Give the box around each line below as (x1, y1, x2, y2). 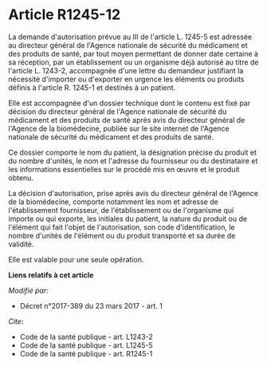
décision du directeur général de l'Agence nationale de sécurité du (8, 106, 227, 116)
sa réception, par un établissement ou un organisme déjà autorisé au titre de (8, 57, 259, 67)
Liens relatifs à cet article (8, 270, 94, 280)
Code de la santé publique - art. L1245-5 (19, 340, 153, 350)
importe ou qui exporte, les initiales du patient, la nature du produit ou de (8, 214, 248, 223)
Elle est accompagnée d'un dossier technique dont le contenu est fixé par (8, 98, 251, 108)
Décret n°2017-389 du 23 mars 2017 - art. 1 (19, 301, 163, 310)
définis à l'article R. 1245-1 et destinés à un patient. (8, 82, 176, 92)
